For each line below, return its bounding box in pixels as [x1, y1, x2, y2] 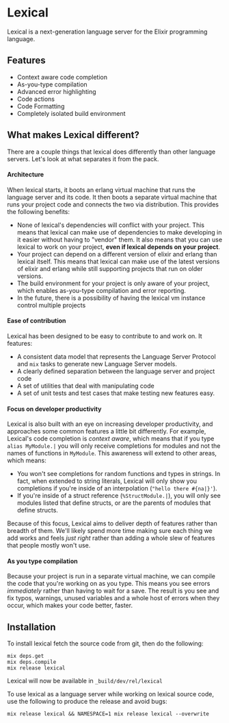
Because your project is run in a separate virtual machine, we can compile [7, 572, 215, 580]
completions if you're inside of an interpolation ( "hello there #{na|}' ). [16, 484, 217, 493]
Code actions [16, 95, 55, 103]
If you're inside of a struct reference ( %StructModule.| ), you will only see [16, 492, 221, 500]
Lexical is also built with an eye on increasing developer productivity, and [7, 420, 213, 428]
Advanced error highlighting [16, 87, 96, 95]
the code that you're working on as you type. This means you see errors [7, 580, 211, 588]
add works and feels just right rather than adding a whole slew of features [7, 534, 215, 543]
